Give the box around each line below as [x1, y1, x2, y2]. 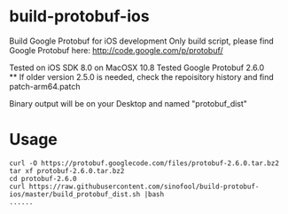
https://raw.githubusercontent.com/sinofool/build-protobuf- [28, 182, 260, 191]
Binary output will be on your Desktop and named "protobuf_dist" [9, 98, 248, 108]
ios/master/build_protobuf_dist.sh [9, 189, 141, 199]
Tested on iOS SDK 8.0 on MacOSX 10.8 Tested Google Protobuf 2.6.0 [9, 62, 265, 73]
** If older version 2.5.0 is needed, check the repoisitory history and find [9, 71, 275, 82]
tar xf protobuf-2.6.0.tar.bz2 [9, 166, 125, 175]
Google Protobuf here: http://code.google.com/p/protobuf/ [9, 44, 223, 55]
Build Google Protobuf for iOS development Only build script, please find [9, 36, 275, 46]
